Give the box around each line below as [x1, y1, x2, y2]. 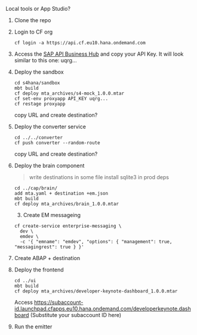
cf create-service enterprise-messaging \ [14, 223, 122, 229]
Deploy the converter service [14, 123, 86, 130]
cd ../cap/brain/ [14, 185, 58, 191]
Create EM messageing [23, 212, 81, 218]
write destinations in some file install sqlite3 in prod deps [29, 174, 170, 180]
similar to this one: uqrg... [14, 57, 77, 64]
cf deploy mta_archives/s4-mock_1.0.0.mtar [14, 90, 125, 96]
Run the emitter [14, 323, 53, 330]
